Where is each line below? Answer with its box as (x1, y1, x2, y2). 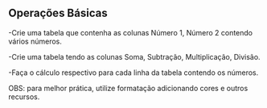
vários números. (8, 36, 63, 46)
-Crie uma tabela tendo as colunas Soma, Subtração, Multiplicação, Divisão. (8, 52, 261, 61)
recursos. (8, 92, 40, 102)
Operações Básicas (8, 6, 108, 20)
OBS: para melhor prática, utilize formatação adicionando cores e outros (8, 83, 249, 93)
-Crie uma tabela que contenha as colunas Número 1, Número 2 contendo (8, 27, 253, 37)
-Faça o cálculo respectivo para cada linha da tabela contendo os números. (8, 68, 259, 77)
